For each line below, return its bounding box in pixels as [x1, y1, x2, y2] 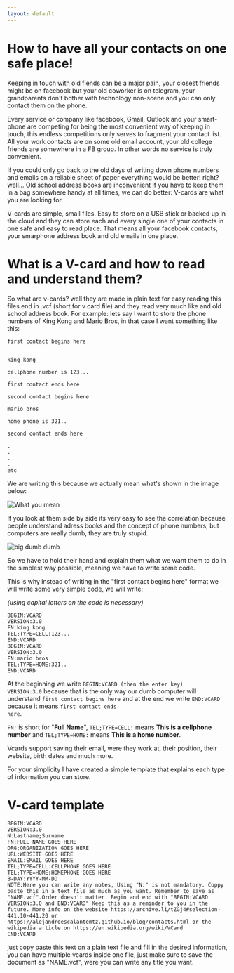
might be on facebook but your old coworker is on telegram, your [7, 86, 195, 95]
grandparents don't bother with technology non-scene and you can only [7, 93, 216, 102]
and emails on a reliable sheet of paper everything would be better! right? [7, 173, 219, 181]
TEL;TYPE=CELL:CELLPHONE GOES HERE [7, 863, 111, 870]
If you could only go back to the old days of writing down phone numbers [7, 166, 219, 174]
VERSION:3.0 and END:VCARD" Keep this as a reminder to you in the [7, 900, 209, 907]
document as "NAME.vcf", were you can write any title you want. [7, 958, 194, 967]
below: [7, 486, 27, 495]
